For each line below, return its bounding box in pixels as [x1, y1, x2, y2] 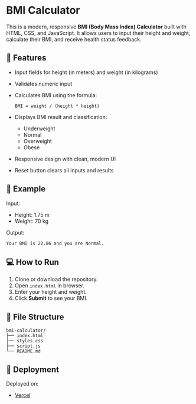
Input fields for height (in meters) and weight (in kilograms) [14, 69, 158, 76]
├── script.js [6, 343, 41, 350]
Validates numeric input [14, 80, 73, 87]
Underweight [23, 125, 55, 132]
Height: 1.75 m [14, 211, 50, 218]
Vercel [14, 392, 31, 399]
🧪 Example [6, 184, 46, 194]
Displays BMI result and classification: [14, 113, 107, 120]
